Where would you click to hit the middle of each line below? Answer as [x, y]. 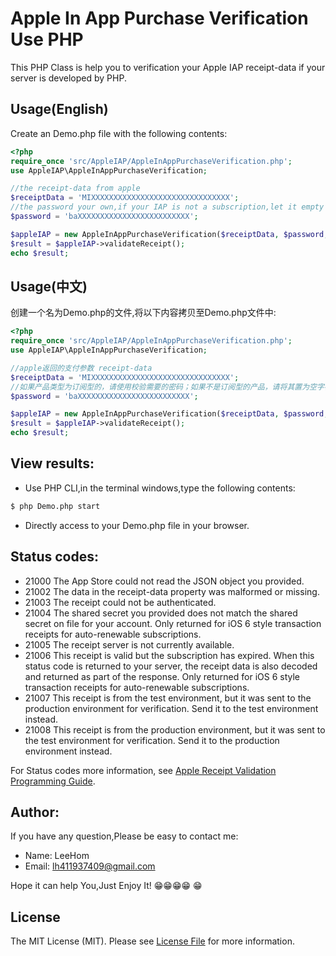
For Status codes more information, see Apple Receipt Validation [143, 770]
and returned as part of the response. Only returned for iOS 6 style [162, 676]
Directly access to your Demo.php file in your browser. [137, 525]
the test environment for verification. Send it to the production [152, 740]
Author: [35, 812]
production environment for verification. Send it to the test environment [171, 708]
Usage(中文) [49, 286]
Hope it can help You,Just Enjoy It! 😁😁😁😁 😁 [106, 886]
